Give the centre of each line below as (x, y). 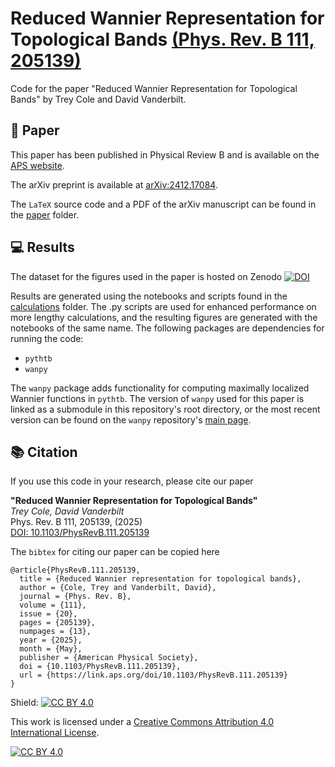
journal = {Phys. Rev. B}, (75, 597)
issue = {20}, (48, 614)
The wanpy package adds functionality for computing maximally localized (160, 388)
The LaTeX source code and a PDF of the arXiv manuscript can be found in (163, 204)
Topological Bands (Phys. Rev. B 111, (163, 39)
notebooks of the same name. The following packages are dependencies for (167, 328)
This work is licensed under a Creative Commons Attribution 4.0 (142, 722)
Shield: (24, 703)
